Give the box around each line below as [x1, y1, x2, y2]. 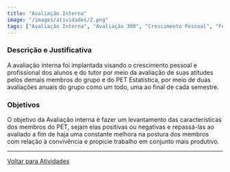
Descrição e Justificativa [7, 45, 92, 55]
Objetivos [7, 100, 40, 110]
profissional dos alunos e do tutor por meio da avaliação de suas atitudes [7, 68, 214, 76]
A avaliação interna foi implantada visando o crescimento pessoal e [7, 61, 197, 69]
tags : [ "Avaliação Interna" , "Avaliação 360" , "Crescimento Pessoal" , [7, 23, 213, 29]
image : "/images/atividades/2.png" [7, 16, 109, 23]
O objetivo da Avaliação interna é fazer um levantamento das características [7, 115, 222, 123]
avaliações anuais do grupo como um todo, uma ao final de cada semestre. [7, 83, 219, 91]
